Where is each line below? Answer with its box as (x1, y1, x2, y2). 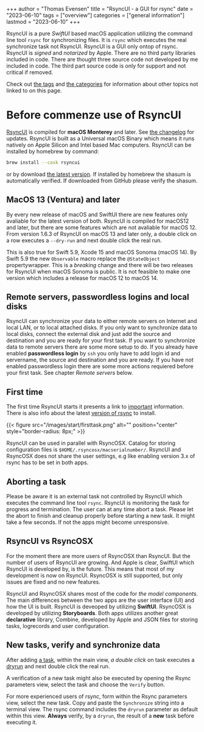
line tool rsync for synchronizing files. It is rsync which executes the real (6, 37, 187, 43)
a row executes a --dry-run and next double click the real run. (6, 237, 163, 244)
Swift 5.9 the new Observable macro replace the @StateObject (6, 255, 160, 262)
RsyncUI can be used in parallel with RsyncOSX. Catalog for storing (6, 439, 175, 447)
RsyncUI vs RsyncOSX (6, 536, 93, 546)
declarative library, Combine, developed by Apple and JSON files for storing (6, 616, 198, 623)
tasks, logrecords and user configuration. (6, 622, 110, 629)
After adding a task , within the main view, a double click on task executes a (6, 656, 195, 663)
